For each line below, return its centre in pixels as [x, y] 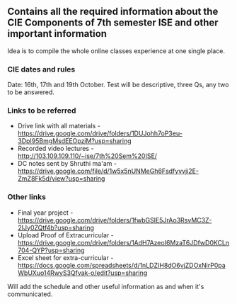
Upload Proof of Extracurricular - [66, 235]
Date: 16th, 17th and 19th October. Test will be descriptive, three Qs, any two [118, 85]
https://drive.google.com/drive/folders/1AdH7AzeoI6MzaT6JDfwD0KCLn [123, 242]
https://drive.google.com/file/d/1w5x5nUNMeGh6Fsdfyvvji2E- [108, 171]
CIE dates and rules [41, 69]
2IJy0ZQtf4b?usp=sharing [56, 227]
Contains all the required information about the [113, 12]
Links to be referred [42, 111]
